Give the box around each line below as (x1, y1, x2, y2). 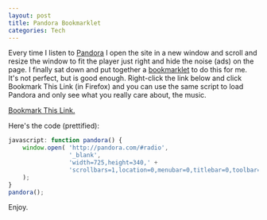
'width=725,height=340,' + (68, 159, 158, 167)
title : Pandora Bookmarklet (8, 19, 102, 27)
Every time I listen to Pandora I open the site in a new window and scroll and (8, 48, 257, 58)
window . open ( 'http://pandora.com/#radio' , (22, 144, 169, 152)
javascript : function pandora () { (8, 137, 123, 145)
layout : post (8, 11, 52, 20)
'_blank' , (68, 152, 102, 160)
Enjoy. (8, 203, 29, 212)
